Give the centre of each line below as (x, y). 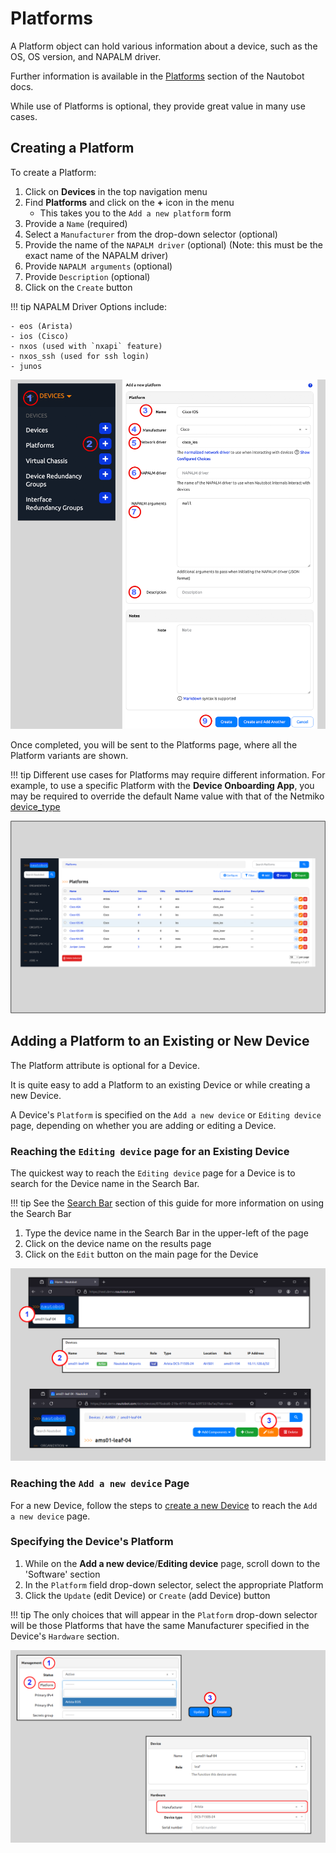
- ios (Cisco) (40, 336)
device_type (35, 806)
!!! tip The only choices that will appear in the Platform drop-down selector (164, 1614)
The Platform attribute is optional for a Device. (105, 1065)
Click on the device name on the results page (118, 1244)
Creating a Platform (72, 148)
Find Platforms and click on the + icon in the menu (129, 202)
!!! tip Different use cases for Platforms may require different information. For (168, 774)
